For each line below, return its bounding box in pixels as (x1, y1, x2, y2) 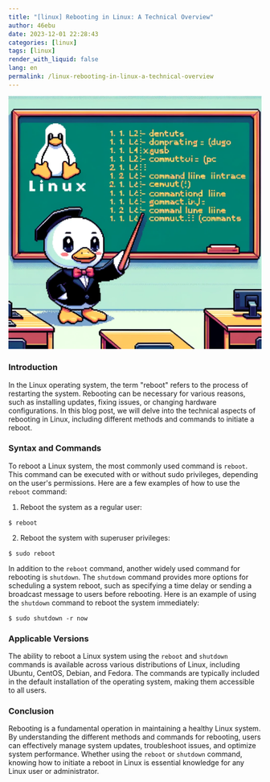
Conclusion (8, 706, 55, 717)
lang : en (8, 64, 38, 72)
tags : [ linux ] (8, 47, 56, 56)
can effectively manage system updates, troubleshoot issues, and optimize (8, 741, 256, 751)
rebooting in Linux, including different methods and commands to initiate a (8, 414, 255, 424)
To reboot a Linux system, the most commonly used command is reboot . (8, 461, 248, 471)
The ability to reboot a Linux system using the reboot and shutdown (8, 652, 228, 661)
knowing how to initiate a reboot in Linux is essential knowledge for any (8, 758, 245, 768)
